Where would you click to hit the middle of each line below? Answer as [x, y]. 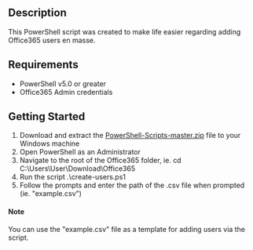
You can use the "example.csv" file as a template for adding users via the [127, 229]
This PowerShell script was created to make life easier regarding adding [125, 31]
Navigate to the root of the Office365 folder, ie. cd [101, 161]
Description [37, 13]
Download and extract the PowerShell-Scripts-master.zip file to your [130, 136]
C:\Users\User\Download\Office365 [77, 168]
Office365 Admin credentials [66, 92]
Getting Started [47, 117]
